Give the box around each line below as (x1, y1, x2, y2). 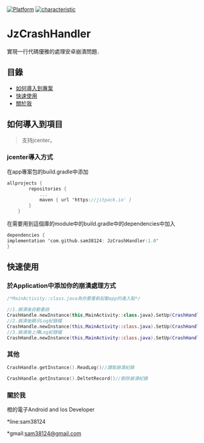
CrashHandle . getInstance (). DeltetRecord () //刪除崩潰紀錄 (7, 375, 148, 382)
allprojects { (7, 180, 43, 186)
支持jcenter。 (21, 137, 56, 144)
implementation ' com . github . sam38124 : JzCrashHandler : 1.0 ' (7, 237, 159, 244)
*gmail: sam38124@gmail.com (7, 430, 82, 437)
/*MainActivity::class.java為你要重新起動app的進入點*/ (7, 296, 141, 302)
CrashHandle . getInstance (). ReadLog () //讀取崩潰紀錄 (7, 364, 135, 370)
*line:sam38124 (7, 418, 46, 425)
